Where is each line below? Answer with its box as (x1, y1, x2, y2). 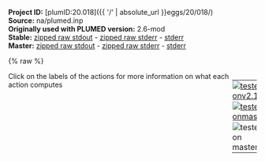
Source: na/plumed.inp (8, 16, 84, 25)
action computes (8, 80, 63, 89)
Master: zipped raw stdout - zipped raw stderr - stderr (8, 41, 187, 51)
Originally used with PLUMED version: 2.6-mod (8, 24, 166, 33)
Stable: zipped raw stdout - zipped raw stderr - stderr (8, 32, 184, 42)
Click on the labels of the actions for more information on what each (8, 72, 230, 80)
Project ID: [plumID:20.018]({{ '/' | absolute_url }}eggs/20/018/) (8, 8, 214, 17)
